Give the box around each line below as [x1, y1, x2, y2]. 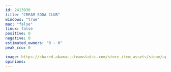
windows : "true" [5, 17, 40, 22]
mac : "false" [5, 21, 33, 27]
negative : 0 [5, 36, 31, 41]
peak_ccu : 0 [5, 45, 31, 50]
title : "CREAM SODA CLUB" [5, 12, 60, 17]
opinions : [5, 59, 26, 64]
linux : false [5, 26, 33, 31]
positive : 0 [5, 31, 31, 36]
